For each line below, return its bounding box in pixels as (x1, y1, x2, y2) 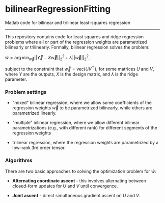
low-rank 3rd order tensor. (12, 145, 66, 151)
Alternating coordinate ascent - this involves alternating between (12, 178, 146, 183)
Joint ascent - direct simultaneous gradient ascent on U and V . (12, 192, 140, 198)
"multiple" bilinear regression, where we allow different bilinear (12, 120, 140, 126)
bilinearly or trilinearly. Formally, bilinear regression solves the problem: (5, 44, 150, 50)
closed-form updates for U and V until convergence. (12, 183, 118, 189)
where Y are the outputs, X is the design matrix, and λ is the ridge (5, 71, 138, 77)
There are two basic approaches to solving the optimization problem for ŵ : (5, 168, 156, 174)
